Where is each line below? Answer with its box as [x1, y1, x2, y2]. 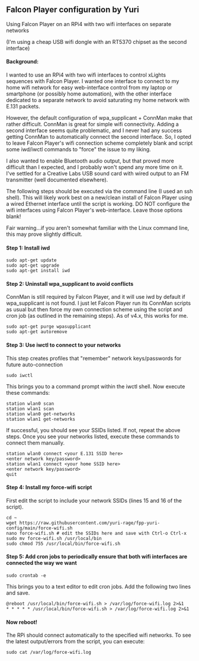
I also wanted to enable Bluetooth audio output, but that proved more [6, 157, 175, 165]
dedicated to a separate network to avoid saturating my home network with [6, 97, 190, 104]
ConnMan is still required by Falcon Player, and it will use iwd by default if [6, 293, 185, 301]
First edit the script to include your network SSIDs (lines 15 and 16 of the [6, 497, 182, 504]
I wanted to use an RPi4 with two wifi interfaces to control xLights [6, 71, 166, 79]
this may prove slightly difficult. [6, 231, 83, 238]
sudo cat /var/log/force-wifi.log [6, 649, 92, 656]
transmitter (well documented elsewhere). [6, 176, 108, 183]
